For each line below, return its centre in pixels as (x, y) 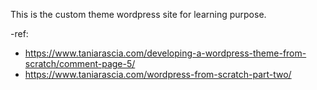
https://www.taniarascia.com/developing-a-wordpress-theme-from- (165, 53)
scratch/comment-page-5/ (80, 63)
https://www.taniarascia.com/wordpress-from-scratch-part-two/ (158, 74)
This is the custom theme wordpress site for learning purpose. (138, 14)
